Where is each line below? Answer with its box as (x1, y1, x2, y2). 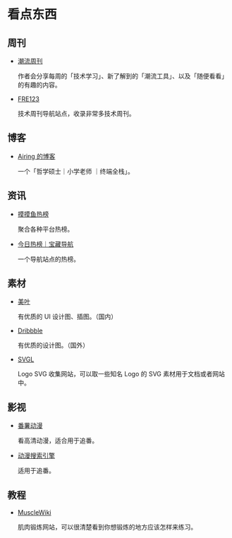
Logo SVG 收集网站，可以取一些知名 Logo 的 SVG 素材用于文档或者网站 (17, 370, 226, 378)
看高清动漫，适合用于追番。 (17, 436, 99, 445)
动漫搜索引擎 (17, 451, 55, 460)
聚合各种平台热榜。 (17, 225, 74, 233)
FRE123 (17, 95, 40, 103)
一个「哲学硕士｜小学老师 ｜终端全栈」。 (17, 167, 134, 175)
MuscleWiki (17, 508, 51, 517)
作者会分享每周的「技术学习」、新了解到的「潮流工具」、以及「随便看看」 (17, 72, 228, 80)
